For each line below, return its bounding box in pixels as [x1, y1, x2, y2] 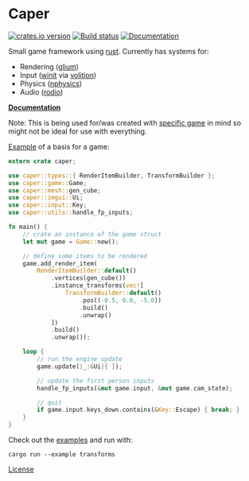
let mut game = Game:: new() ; [22, 238, 119, 246]
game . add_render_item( [22, 259, 98, 267]
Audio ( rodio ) [19, 87, 64, 96]
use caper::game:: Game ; [8, 179, 88, 187]
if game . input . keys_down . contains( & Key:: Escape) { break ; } [37, 406, 240, 414]
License [8, 464, 34, 474]
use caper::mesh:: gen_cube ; [8, 186, 102, 195]
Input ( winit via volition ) [19, 70, 97, 80]
